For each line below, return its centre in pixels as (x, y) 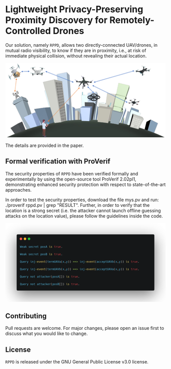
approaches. (19, 190)
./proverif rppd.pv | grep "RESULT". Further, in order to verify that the (78, 205)
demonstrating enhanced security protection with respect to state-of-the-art (85, 184)
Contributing (26, 316)
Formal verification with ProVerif (58, 161)
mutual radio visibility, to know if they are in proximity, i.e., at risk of (76, 50)
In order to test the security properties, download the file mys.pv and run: (82, 200)
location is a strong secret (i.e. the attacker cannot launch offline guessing (83, 210)
